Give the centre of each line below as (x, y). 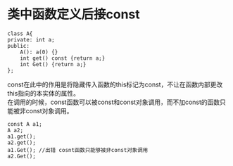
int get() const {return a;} (63, 58)
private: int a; (31, 39)
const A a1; (25, 124)
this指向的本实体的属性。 (43, 93)
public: (19, 46)
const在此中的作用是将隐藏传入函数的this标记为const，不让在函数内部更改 (115, 84)
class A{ (20, 33)
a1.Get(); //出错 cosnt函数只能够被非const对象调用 (78, 150)
